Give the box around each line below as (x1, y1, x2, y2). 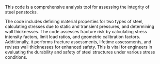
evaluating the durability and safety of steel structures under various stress (5, 49, 155, 55)
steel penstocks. (5, 9, 38, 15)
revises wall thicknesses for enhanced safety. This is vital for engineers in (5, 44, 153, 50)
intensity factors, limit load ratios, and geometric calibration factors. (5, 34, 141, 39)
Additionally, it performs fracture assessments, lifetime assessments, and (5, 39, 152, 45)
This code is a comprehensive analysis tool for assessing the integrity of (5, 4, 150, 10)
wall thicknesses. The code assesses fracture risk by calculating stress (5, 29, 147, 34)
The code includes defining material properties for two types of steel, (5, 19, 144, 24)
